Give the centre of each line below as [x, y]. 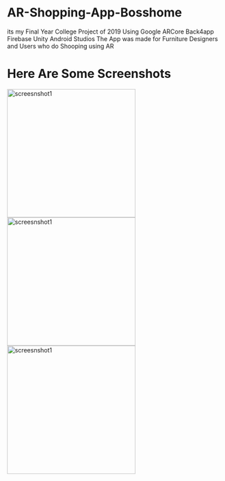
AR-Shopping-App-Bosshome [95, 13]
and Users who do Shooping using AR [61, 46]
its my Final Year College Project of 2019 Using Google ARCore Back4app [110, 31]
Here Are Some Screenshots [89, 74]
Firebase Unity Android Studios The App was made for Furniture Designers [112, 38]
